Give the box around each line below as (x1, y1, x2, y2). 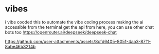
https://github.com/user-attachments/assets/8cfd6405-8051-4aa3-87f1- (5, 38, 151, 44)
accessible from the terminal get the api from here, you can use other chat (5, 24, 154, 30)
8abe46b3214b (5, 43, 36, 49)
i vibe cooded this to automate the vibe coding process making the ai (5, 19, 143, 25)
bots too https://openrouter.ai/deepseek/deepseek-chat (5, 29, 117, 35)
